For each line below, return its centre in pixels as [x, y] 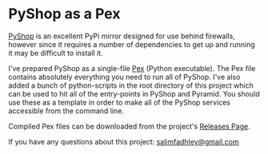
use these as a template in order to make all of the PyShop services [119, 102]
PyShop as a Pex [64, 14]
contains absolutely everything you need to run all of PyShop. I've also [124, 77]
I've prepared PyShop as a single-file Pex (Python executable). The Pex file [132, 68]
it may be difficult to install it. [56, 53]
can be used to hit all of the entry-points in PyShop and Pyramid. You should [134, 93]
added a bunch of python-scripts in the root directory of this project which [131, 85]
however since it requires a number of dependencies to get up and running [132, 44]
